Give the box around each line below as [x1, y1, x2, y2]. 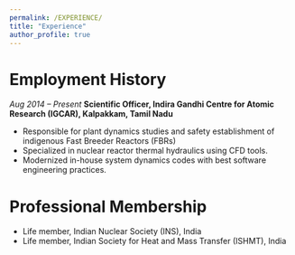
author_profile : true [9, 30, 91, 39]
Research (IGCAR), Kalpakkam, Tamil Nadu [9, 109, 173, 119]
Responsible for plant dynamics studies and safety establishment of [22, 126, 275, 137]
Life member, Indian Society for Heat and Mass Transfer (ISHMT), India [22, 236, 287, 247]
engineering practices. [22, 165, 106, 175]
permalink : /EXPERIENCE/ [9, 13, 103, 23]
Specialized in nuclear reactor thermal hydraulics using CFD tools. [22, 146, 269, 156]
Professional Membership [9, 196, 207, 217]
